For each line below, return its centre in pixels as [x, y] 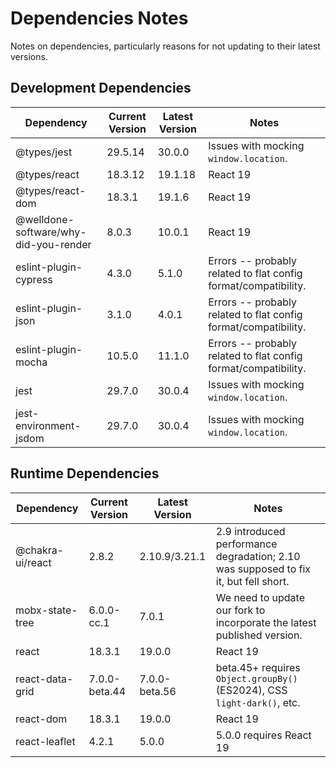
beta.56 [158, 691]
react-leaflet [45, 741]
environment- [48, 425]
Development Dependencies [101, 88]
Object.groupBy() [256, 678]
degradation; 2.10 [258, 556]
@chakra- [40, 550]
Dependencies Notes [99, 18]
